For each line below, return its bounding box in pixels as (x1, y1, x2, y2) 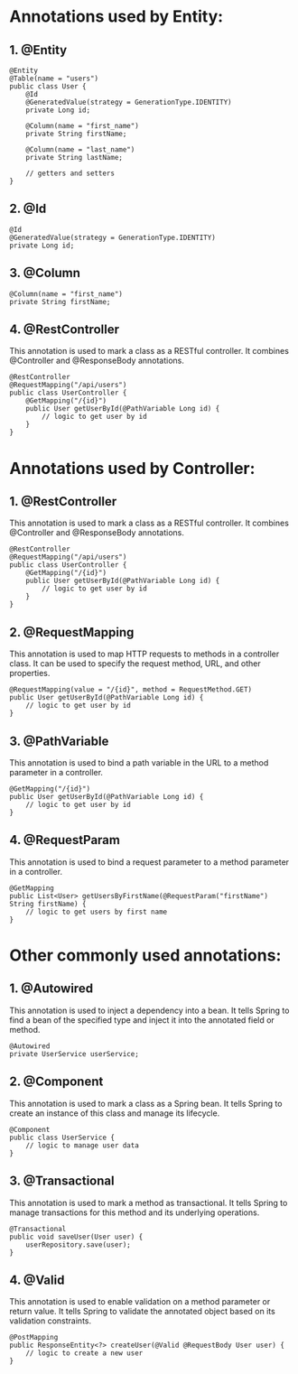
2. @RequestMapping (9, 625, 135, 640)
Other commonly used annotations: (9, 945, 282, 966)
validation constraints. (9, 1315, 92, 1326)
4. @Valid (9, 1272, 65, 1287)
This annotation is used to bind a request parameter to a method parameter (9, 856, 290, 868)
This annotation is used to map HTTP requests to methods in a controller (9, 648, 280, 660)
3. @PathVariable (9, 733, 109, 748)
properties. (9, 668, 51, 679)
